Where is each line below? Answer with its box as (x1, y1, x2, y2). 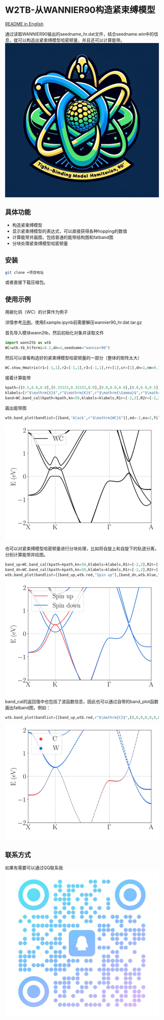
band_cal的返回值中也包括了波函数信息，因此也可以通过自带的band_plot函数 (5, 699, 159, 704)
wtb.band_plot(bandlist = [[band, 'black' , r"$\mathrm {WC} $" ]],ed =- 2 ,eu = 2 (5, 415, 152, 420)
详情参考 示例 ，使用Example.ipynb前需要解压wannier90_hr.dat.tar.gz (5, 319, 143, 326)
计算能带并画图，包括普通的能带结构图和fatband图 (12, 234, 114, 240)
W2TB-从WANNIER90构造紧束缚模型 (5, 4, 155, 16)
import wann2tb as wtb (5, 340, 51, 345)
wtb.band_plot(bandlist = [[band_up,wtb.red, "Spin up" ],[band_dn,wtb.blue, (5, 572, 159, 578)
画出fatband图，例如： (5, 705, 51, 711)
